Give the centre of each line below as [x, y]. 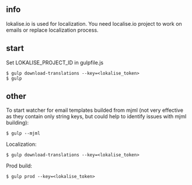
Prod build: [19, 166]
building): [18, 123]
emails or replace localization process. [52, 30]
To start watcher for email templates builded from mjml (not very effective [95, 110]
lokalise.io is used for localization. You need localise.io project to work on [94, 23]
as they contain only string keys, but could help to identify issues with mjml [96, 117]
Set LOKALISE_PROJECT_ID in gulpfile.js [55, 62]
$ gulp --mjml [23, 133]
